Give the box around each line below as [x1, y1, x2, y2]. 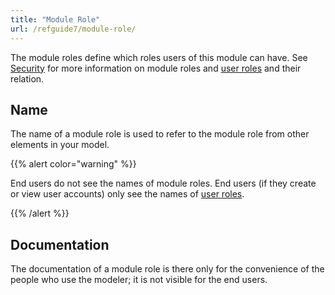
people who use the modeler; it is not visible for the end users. [10, 274, 268, 286]
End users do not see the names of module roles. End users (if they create [10, 177, 317, 190]
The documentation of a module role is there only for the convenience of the [10, 263, 325, 275]
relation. [10, 72, 45, 85]
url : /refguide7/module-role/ [10, 24, 137, 34]
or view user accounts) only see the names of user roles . [10, 188, 245, 200]
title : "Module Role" [10, 14, 101, 25]
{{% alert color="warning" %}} [10, 158, 137, 170]
